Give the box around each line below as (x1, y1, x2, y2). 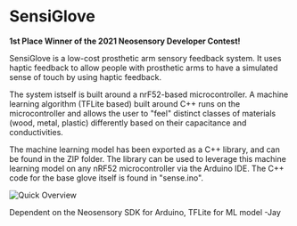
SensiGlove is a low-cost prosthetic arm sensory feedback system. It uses (9, 52, 282, 63)
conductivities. (9, 126, 64, 137)
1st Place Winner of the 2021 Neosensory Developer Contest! (9, 36, 241, 46)
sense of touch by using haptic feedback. (9, 71, 162, 82)
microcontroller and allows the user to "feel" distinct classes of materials (9, 108, 276, 118)
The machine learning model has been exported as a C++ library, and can (9, 144, 281, 155)
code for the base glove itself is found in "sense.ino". (9, 172, 203, 183)
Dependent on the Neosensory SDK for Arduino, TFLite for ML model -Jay (9, 206, 281, 217)
